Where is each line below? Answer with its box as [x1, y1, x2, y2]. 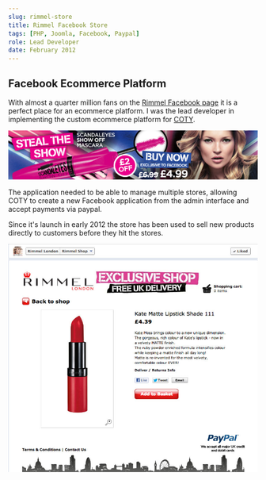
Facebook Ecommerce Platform [8, 76, 167, 90]
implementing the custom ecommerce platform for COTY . [8, 114, 196, 124]
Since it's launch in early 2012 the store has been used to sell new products [8, 219, 255, 229]
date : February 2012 [8, 46, 77, 55]
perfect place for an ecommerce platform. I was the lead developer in [8, 106, 235, 115]
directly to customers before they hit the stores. [8, 228, 164, 237]
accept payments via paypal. [8, 204, 103, 213]
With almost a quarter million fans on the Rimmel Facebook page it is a [8, 98, 238, 107]
